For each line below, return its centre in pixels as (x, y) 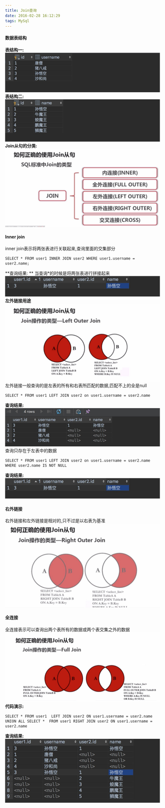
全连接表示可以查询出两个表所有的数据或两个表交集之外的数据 (68, 630)
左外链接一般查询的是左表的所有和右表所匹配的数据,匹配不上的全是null (76, 385)
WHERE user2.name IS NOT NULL (36, 465)
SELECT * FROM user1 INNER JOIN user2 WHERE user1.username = (70, 258)
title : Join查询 (21, 10)
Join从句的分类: (21, 146)
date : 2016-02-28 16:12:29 (33, 16)
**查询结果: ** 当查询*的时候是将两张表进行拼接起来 (57, 273)
